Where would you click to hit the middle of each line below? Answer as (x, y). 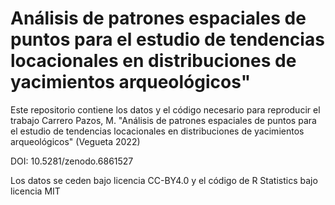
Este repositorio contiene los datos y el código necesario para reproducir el (165, 109)
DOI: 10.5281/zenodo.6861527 (72, 161)
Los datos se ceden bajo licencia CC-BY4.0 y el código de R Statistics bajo (164, 180)
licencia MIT (35, 191)
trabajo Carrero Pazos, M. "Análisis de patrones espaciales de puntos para (163, 120)
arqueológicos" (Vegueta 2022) (75, 141)
